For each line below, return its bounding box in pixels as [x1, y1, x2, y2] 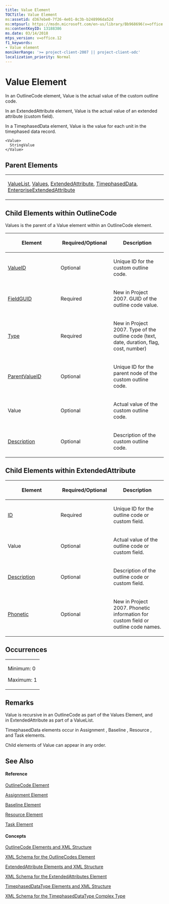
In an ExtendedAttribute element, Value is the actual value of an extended [5, 108, 157, 114]
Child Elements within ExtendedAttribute [5, 466, 136, 475]
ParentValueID [8, 372, 42, 379]
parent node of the [113, 369, 157, 376]
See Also [5, 756, 34, 766]
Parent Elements [5, 161, 58, 169]
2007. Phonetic [113, 604, 150, 611]
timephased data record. [5, 128, 56, 134]
